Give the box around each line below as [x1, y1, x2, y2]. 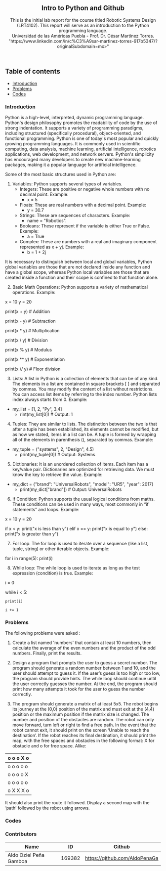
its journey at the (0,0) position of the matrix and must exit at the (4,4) [12, 706, 155, 712]
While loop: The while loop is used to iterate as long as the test [12, 565, 140, 570]
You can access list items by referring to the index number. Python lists [12, 391, 157, 397]
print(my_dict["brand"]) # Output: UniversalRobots [19, 486, 122, 492]
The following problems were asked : [5, 630, 81, 636]
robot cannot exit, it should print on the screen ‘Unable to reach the [12, 727, 149, 733]
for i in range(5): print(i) [5, 555, 53, 561]
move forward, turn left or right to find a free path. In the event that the [12, 722, 156, 728]
